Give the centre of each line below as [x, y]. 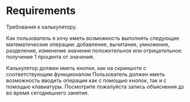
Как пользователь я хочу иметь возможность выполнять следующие [93, 38]
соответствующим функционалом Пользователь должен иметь [86, 74]
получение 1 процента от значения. [50, 57]
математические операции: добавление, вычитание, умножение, [88, 44]
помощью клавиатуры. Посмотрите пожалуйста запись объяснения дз [95, 86]
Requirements [41, 11]
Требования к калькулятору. [42, 27]
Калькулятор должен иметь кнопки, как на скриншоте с [76, 68]
